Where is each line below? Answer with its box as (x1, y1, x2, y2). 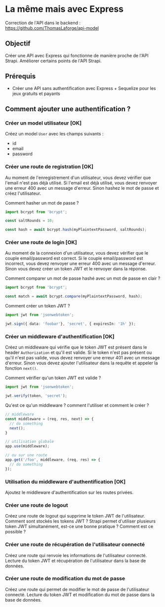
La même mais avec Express (5, 3, 124, 15)
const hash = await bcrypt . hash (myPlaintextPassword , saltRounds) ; (5, 227, 147, 232)
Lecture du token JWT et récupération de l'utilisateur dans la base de (5, 558, 146, 564)
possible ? (5, 529, 26, 535)
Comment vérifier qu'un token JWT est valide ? (5, 375, 101, 381)
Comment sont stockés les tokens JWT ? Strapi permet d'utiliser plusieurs (5, 518, 156, 524)
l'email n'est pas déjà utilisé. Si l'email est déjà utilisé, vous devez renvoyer (5, 179, 157, 186)
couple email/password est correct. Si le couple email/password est (5, 256, 143, 261)
